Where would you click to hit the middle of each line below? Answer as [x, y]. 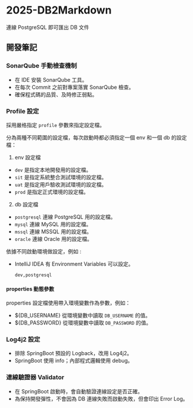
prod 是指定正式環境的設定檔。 [52, 192]
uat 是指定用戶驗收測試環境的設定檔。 [61, 184]
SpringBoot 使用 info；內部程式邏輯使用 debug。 [74, 361]
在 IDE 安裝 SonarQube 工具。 [51, 79]
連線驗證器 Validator [35, 377]
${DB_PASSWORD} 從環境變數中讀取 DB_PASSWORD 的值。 [83, 323]
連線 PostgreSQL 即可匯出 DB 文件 [48, 27]
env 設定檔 [28, 157]
